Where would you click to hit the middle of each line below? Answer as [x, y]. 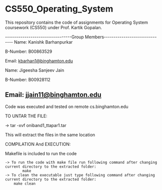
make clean [25, 183]
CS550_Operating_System [59, 9]
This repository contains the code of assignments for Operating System [76, 22]
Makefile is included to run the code [41, 153]
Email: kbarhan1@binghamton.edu [39, 61]
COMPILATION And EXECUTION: [38, 144]
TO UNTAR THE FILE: [26, 116]
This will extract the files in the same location [50, 135]
